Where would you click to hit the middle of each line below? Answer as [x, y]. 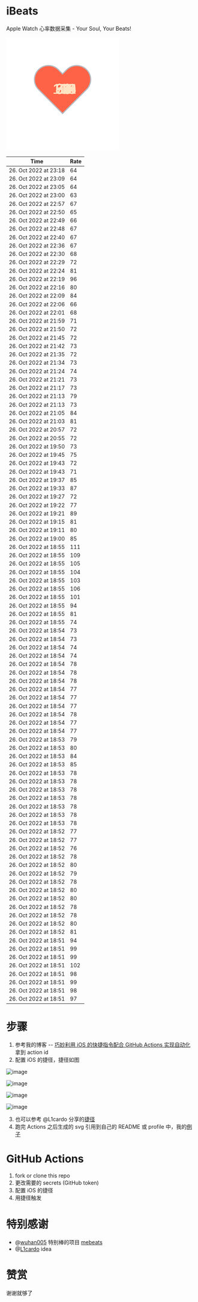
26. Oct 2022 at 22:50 [37, 212]
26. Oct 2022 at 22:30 [37, 254]
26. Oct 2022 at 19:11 [37, 530]
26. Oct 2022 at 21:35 [37, 355]
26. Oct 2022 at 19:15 [37, 522]
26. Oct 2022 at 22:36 [37, 246]
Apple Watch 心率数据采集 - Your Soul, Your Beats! [69, 28]
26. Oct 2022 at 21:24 [37, 371]
